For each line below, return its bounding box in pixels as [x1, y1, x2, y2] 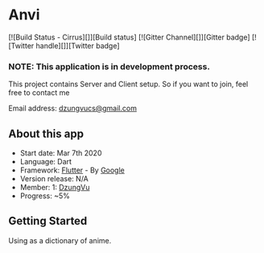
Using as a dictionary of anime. [8, 235, 112, 245]
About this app [8, 126, 85, 140]
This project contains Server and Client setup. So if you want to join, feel [8, 79, 249, 89]
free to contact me [8, 88, 70, 97]
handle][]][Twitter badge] [35, 40, 120, 50]
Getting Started [8, 214, 88, 228]
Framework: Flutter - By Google [19, 165, 125, 175]
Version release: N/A [19, 174, 89, 184]
